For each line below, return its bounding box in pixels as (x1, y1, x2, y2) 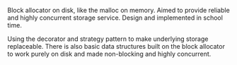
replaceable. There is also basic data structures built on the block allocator (7, 42, 225, 50)
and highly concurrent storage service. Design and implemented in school (7, 13, 223, 22)
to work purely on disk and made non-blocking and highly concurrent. (7, 49, 212, 58)
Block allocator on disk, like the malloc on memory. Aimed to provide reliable (7, 6, 230, 14)
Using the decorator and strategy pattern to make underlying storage (7, 35, 209, 43)
